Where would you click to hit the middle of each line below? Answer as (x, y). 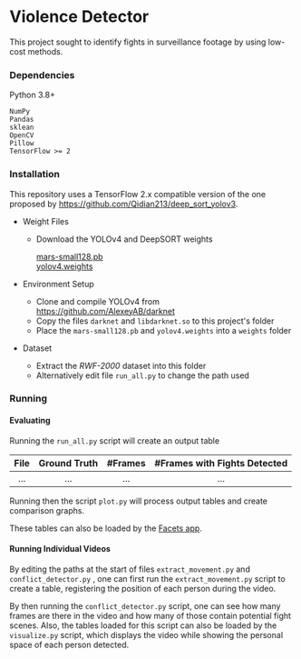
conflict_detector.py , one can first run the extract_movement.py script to (147, 578)
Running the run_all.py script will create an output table (115, 440)
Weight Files (46, 221)
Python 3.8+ (33, 95)
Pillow (22, 144)
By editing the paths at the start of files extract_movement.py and (130, 569)
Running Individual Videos (60, 549)
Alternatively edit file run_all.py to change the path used (142, 375)
